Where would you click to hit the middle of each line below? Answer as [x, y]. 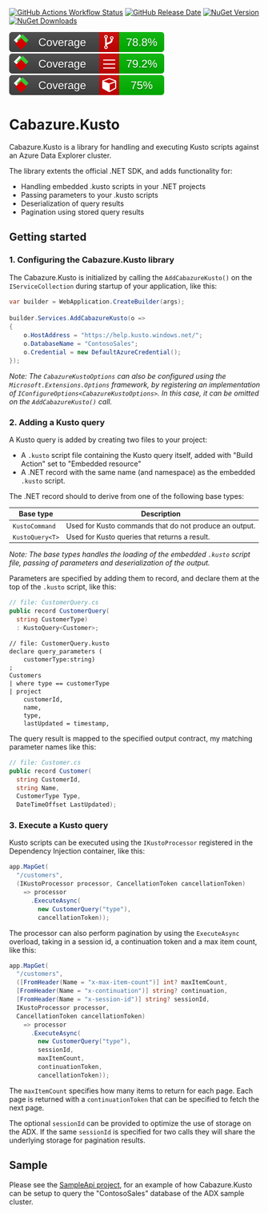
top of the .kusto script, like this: [63, 587]
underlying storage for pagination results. [78, 1140]
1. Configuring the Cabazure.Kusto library [92, 260]
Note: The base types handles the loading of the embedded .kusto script [130, 554]
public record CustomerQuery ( [60, 611]
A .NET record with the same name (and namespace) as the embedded [138, 472]
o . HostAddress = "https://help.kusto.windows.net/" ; [113, 335]
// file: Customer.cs [45, 762]
